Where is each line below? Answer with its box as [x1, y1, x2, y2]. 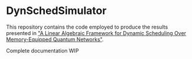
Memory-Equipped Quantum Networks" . [6, 36, 104, 43]
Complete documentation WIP [6, 47, 80, 54]
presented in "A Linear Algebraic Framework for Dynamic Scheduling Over [6, 29, 187, 36]
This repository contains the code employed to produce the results [6, 23, 168, 30]
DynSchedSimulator [6, 4, 107, 18]
